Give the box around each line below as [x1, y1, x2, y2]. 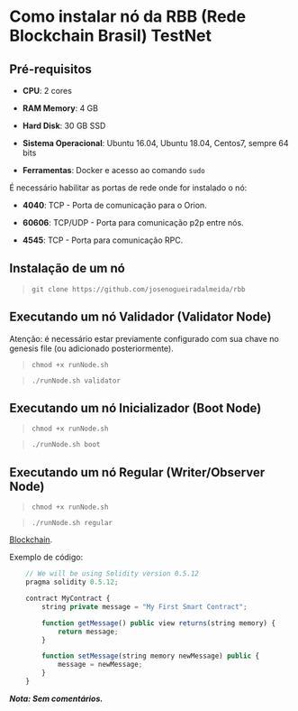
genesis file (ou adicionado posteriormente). [9, 343, 174, 354]
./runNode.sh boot [31, 440, 101, 449]
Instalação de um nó [9, 261, 126, 276]
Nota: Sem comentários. [9, 693, 104, 704]
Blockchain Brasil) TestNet [9, 25, 212, 46]
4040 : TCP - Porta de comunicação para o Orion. [22, 200, 207, 210]
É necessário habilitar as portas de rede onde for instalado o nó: [9, 182, 248, 193]
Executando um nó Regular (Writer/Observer [9, 465, 266, 480]
